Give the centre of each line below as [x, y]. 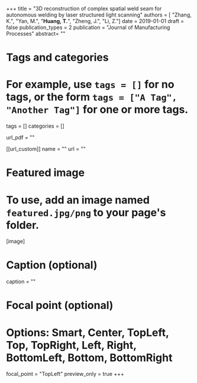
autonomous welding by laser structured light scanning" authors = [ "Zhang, [99, 15]
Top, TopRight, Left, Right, [72, 345]
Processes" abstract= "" [36, 34]
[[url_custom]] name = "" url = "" [46, 149]
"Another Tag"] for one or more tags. [97, 110]
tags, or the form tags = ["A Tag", [92, 97]
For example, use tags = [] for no [90, 85]
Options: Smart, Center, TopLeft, [88, 332]
